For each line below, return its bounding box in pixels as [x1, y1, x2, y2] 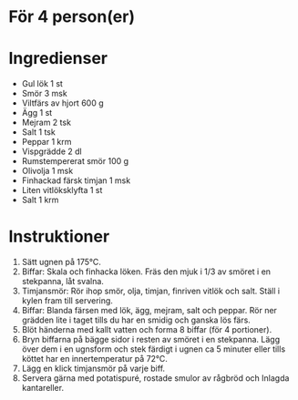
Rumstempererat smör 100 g [21, 156, 129, 167]
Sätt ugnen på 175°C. [21, 257, 102, 268]
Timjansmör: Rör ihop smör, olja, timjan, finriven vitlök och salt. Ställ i [21, 285, 280, 297]
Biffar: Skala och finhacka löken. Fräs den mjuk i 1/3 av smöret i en [21, 266, 271, 277]
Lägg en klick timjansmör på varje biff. [21, 363, 166, 374]
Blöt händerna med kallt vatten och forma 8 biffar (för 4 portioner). [21, 324, 272, 335]
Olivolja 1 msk [21, 166, 74, 177]
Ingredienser [8, 48, 108, 69]
